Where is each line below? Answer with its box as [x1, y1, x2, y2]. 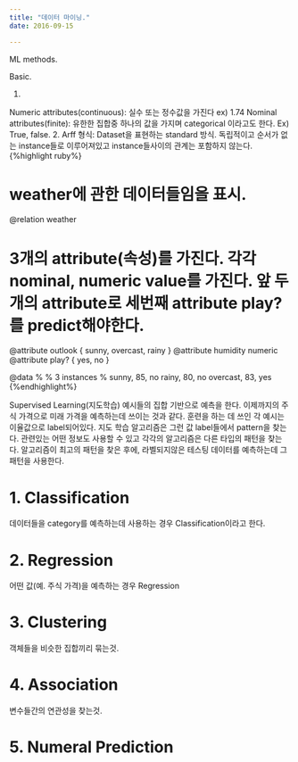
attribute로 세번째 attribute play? [41, 293, 283, 313]
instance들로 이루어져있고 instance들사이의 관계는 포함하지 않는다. [18, 140, 252, 151]
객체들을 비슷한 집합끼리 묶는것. [9, 643, 120, 654]
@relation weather [9, 214, 78, 225]
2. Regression [9, 550, 114, 570]
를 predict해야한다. [9, 315, 145, 335]
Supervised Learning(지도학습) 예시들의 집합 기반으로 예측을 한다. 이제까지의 [9, 400, 279, 410]
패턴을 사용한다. [9, 456, 65, 467]
